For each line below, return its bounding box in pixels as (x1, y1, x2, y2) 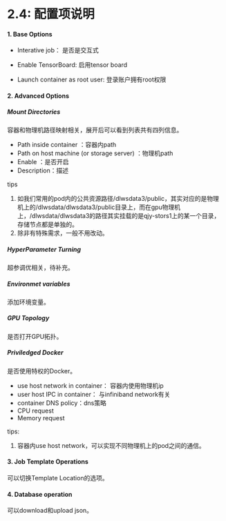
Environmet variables (7, 279, 70, 288)
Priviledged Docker (7, 348, 64, 357)
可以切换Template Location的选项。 (7, 474, 109, 482)
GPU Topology (7, 314, 50, 322)
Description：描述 (17, 166, 69, 175)
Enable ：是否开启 (17, 157, 69, 166)
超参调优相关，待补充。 (7, 263, 74, 271)
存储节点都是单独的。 (17, 220, 78, 228)
